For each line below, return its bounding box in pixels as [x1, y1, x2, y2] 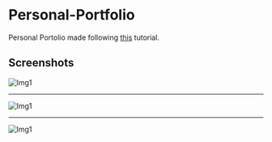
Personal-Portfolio [8, 6, 135, 24]
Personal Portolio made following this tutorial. [8, 32, 160, 42]
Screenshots [8, 56, 74, 70]
